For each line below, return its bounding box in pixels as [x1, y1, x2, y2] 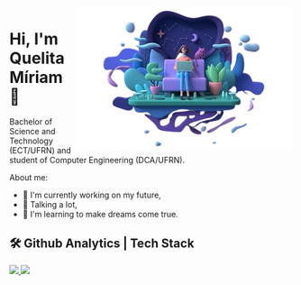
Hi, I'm [9, 29, 59, 50]
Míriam [9, 68, 63, 87]
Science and [9, 125, 56, 136]
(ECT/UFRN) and [9, 144, 72, 155]
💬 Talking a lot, [22, 198, 78, 209]
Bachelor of [9, 115, 53, 127]
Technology [9, 135, 54, 146]
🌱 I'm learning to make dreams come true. [22, 208, 178, 219]
